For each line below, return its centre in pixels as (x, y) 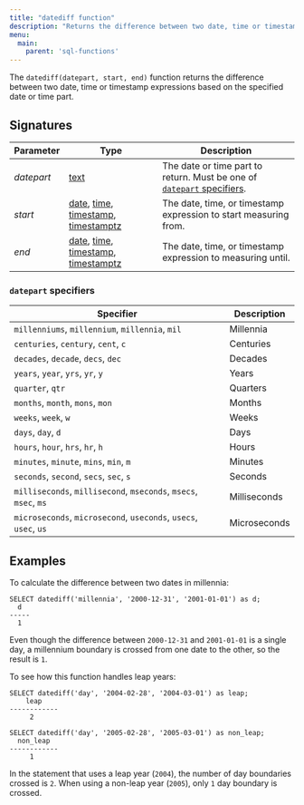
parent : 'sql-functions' (72, 52)
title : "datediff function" (62, 18)
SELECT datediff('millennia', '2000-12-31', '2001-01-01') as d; (135, 599)
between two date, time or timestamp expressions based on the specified (147, 87)
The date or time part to (213, 166)
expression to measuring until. (227, 257)
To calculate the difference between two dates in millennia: (119, 583)
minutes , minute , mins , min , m (72, 461)
